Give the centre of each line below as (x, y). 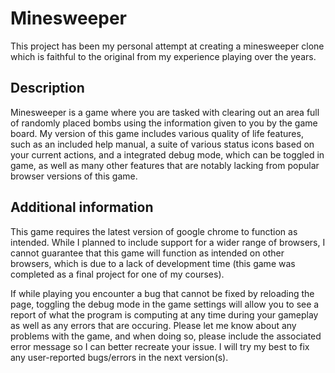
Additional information (82, 207)
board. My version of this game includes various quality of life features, (157, 133)
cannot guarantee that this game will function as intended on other (147, 253)
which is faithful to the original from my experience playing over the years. (163, 56)
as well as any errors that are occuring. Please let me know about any (153, 325)
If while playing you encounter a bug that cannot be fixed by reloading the (162, 293)
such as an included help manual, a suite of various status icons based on (162, 144)
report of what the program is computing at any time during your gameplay (164, 314)
